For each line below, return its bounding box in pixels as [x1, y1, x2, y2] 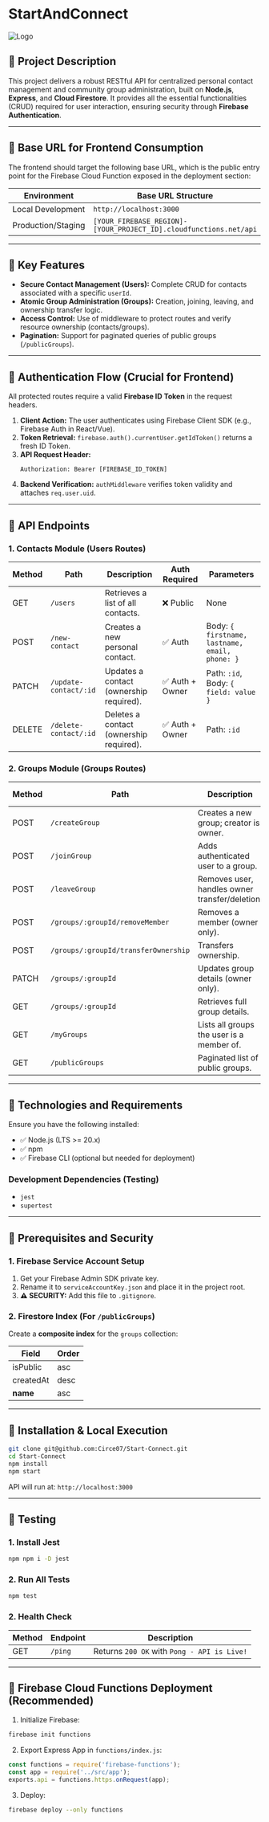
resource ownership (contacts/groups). [19, 322, 150, 332]
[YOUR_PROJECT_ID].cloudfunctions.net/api [93, 224, 258, 234]
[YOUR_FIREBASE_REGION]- [93, 216, 188, 226]
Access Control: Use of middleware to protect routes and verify [19, 314, 231, 324]
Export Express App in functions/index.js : [19, 1745, 163, 1755]
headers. [8, 400, 38, 410]
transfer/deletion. [197, 893, 263, 905]
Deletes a [104, 709, 140, 720]
